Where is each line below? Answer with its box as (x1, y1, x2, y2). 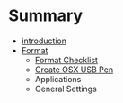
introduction (21, 35, 66, 46)
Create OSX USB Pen (34, 64, 114, 75)
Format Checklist (34, 54, 98, 65)
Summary (8, 5, 83, 26)
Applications (34, 73, 82, 84)
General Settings (34, 83, 98, 94)
